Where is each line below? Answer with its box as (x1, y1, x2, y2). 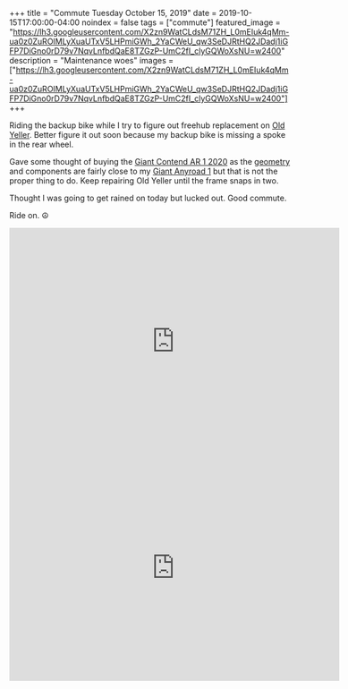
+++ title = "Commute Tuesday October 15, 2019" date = (9, 8, 217, 18)
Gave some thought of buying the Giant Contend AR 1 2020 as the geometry (9, 157, 291, 166)
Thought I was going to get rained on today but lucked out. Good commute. (9, 192, 287, 203)
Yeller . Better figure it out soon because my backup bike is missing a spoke (9, 130, 286, 140)
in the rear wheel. (9, 139, 74, 149)
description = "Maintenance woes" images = (9, 55, 174, 65)
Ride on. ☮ (9, 210, 49, 220)
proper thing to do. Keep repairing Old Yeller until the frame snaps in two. (9, 175, 279, 186)
